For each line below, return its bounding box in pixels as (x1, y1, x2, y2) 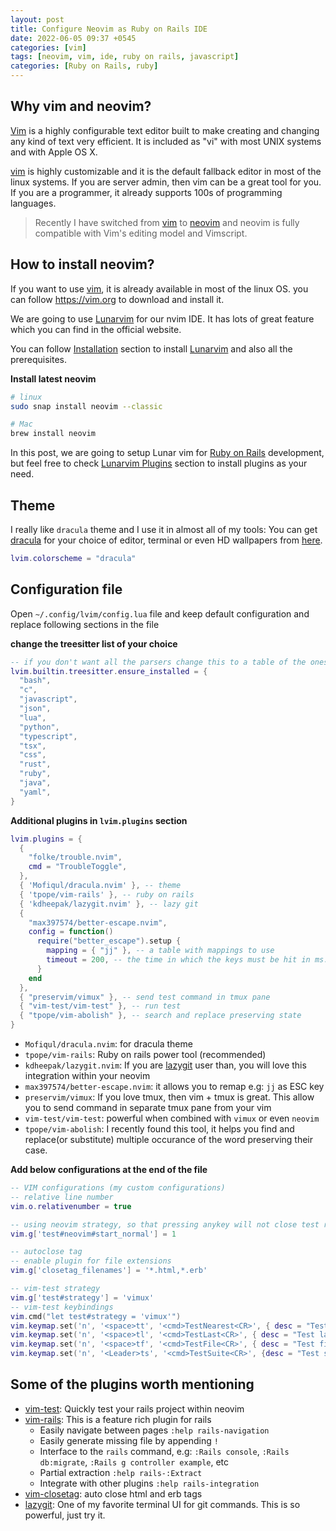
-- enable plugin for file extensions (10, 1256, 172, 1266)
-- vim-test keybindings (10, 1302, 114, 1312)
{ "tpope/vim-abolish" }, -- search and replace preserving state (19, 1011, 302, 1021)
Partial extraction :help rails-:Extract (39, 1466, 203, 1478)
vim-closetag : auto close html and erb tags (24, 1487, 203, 1500)
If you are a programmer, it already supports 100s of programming (10, 186, 283, 198)
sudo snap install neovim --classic (10, 401, 163, 411)
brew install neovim (10, 429, 97, 439)
